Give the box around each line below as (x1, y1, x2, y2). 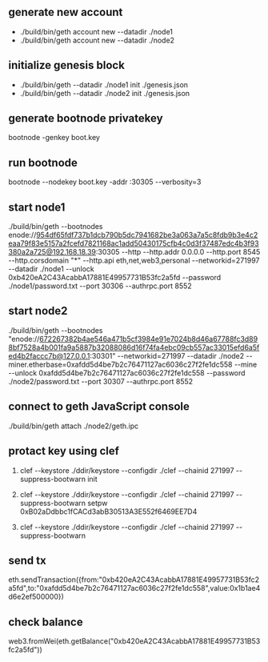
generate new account (8, 6, 123, 19)
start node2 (8, 304, 68, 318)
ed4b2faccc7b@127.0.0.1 (8, 351, 90, 360)
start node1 (8, 200, 66, 214)
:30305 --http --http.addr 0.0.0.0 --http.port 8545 (95, 247, 261, 257)
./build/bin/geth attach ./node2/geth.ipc (8, 421, 138, 431)
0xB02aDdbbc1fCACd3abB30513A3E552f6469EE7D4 (19, 507, 198, 516)
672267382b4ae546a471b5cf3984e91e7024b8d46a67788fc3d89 (39, 334, 258, 343)
